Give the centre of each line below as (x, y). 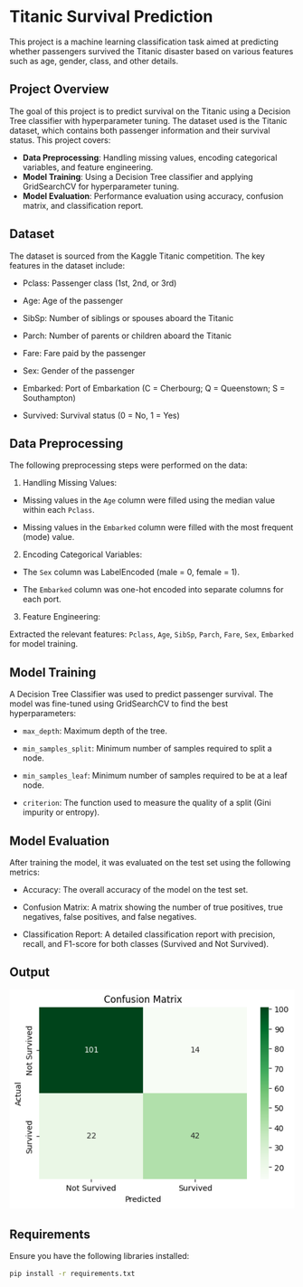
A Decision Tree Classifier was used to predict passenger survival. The (142, 695)
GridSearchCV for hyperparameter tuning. (100, 186)
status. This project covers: (60, 140)
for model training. (44, 644)
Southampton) (49, 397)
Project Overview (59, 89)
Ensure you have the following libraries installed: (99, 1256)
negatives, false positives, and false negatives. (109, 917)
